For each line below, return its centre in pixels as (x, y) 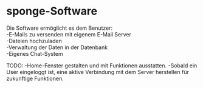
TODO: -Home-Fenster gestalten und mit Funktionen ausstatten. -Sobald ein (102, 66)
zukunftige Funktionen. (35, 78)
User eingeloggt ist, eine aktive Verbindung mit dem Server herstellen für (98, 72)
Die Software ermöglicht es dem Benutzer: (60, 28)
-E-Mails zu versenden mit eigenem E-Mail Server (69, 34)
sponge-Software (52, 11)
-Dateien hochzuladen (34, 41)
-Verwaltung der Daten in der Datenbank (57, 47)
